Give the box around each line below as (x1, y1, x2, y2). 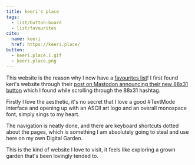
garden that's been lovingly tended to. (6, 152, 99, 159)
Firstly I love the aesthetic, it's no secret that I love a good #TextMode (6, 98, 176, 105)
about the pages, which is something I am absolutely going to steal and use (6, 128, 189, 136)
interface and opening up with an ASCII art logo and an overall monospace (6, 104, 187, 111)
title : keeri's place (6, 8, 60, 15)
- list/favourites (11, 25, 57, 31)
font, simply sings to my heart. (6, 110, 80, 118)
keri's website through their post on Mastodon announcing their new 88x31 (6, 80, 189, 87)
